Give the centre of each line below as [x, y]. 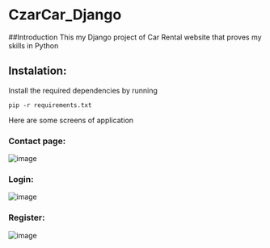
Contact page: [37, 141]
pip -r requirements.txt [50, 105]
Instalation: [38, 71]
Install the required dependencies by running [83, 90]
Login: [21, 179]
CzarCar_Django [65, 15]
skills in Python [34, 45]
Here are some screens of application [71, 120]
